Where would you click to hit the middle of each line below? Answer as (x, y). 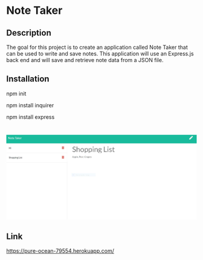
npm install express (31, 117)
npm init (16, 94)
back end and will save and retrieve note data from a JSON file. (85, 60)
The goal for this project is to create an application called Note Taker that (97, 47)
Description (29, 33)
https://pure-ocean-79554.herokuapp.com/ (60, 251)
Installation (28, 79)
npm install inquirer (30, 105)
